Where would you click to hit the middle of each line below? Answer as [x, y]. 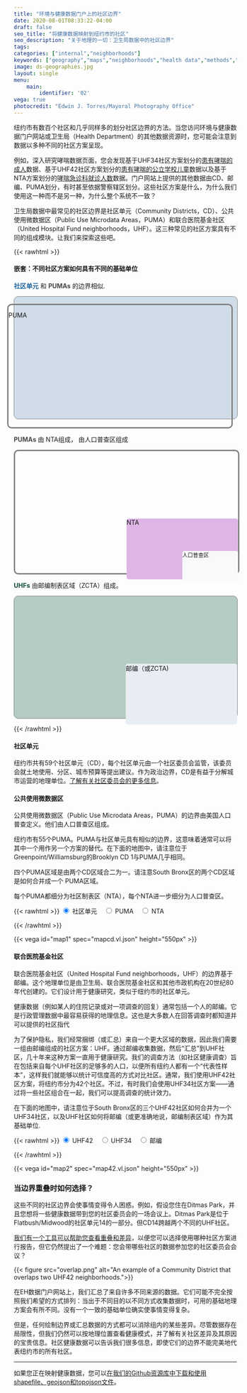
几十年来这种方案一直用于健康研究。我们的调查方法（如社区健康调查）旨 [131, 1057]
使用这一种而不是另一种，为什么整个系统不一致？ [85, 195]
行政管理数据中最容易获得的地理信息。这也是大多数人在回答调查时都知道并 [128, 1015]
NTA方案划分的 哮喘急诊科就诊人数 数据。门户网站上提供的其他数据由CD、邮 [124, 177]
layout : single [36, 73]
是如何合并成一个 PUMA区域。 [58, 881]
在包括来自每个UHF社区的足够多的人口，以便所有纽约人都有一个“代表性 [118, 1066]
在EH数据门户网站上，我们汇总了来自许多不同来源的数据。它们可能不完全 [120, 1291]
